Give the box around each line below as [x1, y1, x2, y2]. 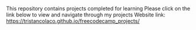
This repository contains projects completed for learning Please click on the [6, 5, 191, 12]
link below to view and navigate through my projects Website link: [6, 11, 165, 18]
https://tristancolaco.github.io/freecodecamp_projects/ [6, 18, 140, 24]
